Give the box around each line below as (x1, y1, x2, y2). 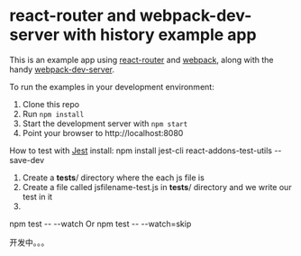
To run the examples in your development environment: (9, 81, 214, 92)
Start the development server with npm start (22, 118, 188, 129)
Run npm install (22, 108, 85, 119)
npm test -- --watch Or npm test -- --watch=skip (9, 218, 192, 229)
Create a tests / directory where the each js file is (22, 172, 205, 183)
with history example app (62, 24, 257, 45)
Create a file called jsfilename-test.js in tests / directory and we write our (22, 181, 292, 192)
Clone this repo (22, 98, 79, 109)
